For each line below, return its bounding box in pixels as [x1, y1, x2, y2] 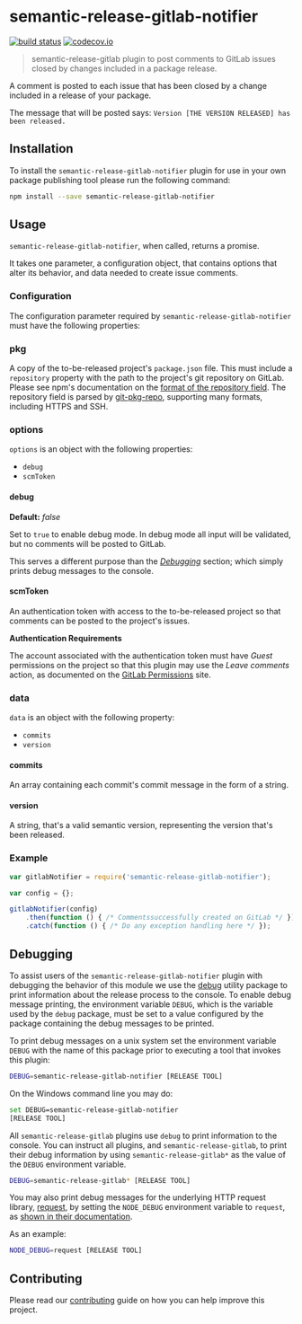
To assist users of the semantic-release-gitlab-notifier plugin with [9, 970, 263, 981]
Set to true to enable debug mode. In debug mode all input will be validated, [9, 528, 291, 540]
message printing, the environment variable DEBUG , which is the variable [9, 999, 274, 1010]
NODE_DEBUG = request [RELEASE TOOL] [9, 1246, 143, 1255]
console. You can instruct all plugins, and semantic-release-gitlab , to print [9, 1139, 288, 1151]
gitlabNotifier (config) [9, 905, 99, 914]
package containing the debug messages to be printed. [9, 1018, 215, 1028]
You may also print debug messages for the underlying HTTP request [9, 1192, 267, 1203]
